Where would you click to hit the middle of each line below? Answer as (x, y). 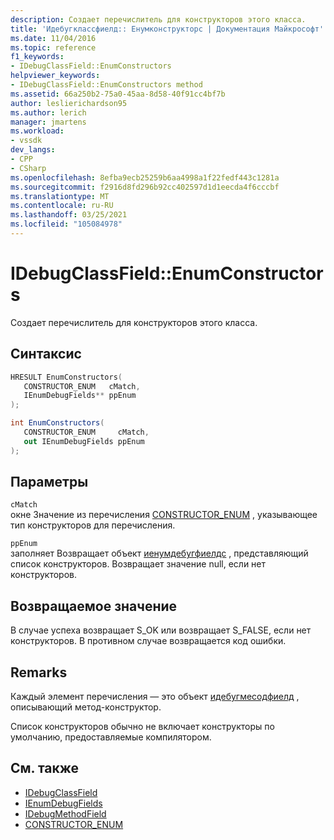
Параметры (49, 482)
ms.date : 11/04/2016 (53, 38)
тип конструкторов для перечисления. (93, 525)
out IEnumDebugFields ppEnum (84, 441)
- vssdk (26, 141)
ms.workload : (37, 131)
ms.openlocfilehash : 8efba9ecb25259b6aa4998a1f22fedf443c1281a (145, 177)
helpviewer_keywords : (55, 76)
